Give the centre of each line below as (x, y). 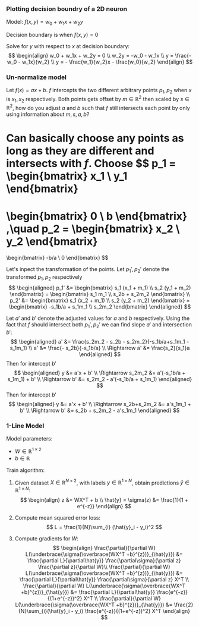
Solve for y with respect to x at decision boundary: (68, 46)
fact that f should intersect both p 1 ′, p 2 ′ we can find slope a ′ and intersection (99, 325)
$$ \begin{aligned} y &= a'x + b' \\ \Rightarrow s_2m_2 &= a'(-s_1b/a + (100, 373)
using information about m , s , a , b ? (48, 114)
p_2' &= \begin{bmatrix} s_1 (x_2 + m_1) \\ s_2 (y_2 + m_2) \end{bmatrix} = (100, 301)
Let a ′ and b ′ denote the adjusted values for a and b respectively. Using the (98, 318)
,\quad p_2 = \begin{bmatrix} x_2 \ (93, 229)
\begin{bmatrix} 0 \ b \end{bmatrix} (97, 216)
